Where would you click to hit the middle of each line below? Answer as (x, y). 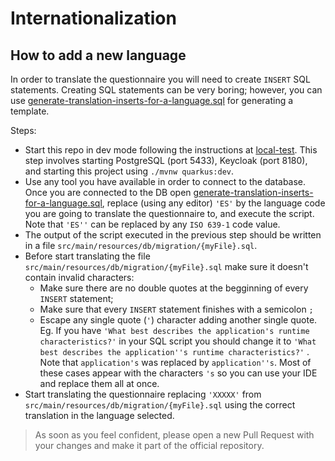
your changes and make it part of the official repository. (149, 445)
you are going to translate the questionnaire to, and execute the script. (169, 213)
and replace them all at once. (99, 383)
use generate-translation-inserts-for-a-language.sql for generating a (152, 100)
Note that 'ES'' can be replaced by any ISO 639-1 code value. (152, 224)
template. (30, 111)
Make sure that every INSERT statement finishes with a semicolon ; (176, 309)
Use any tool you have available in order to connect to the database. (165, 181)
